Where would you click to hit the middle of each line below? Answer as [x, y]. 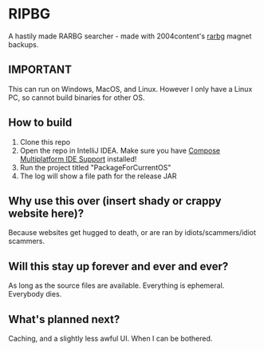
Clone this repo [45, 142]
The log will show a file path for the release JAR [98, 176]
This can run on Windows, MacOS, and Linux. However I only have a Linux [130, 89]
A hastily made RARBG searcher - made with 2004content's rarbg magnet [130, 36]
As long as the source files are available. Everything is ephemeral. [116, 285]
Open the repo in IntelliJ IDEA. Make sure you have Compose [120, 150]
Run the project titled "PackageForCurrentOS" [95, 167]
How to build [40, 123]
